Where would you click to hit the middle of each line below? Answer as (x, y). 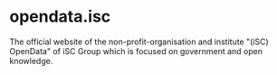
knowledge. (31, 61)
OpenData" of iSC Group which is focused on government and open (136, 51)
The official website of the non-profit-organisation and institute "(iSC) (139, 42)
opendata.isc (60, 17)
